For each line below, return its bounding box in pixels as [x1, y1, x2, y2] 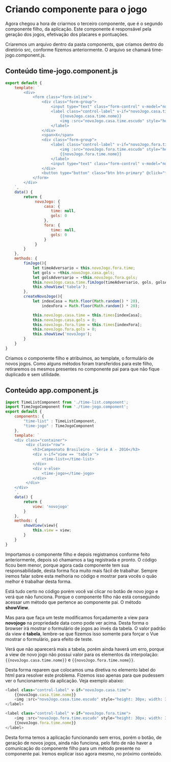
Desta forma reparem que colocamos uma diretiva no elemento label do [5, 667, 156, 673]
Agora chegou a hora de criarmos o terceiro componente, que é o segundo [5, 20, 163, 27]
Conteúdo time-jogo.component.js [5, 67, 118, 76]
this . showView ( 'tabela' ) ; [32, 284, 88, 289]
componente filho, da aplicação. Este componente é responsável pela [5, 26, 152, 32]
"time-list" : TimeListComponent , [23, 419, 97, 424]
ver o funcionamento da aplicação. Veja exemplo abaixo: [5, 677, 124, 683]
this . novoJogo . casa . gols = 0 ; [32, 317, 97, 323]
